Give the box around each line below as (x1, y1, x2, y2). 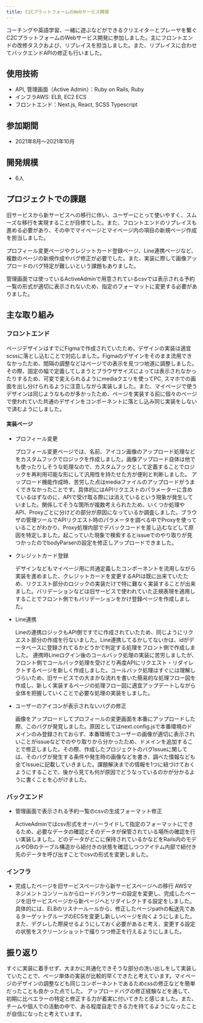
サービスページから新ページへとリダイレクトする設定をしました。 (31, 897, 195, 905)
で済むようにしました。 (6, 405, 65, 412)
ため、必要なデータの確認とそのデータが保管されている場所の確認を (20, 828, 190, 835)
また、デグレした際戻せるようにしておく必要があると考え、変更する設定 (15, 920, 196, 928)
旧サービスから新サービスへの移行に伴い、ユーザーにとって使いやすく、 (6, 211, 187, 219)
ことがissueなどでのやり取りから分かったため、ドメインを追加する (20, 737, 188, 745)
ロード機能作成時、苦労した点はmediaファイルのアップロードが (25, 478, 185, 485)
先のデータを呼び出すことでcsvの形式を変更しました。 (15, 851, 151, 858)
